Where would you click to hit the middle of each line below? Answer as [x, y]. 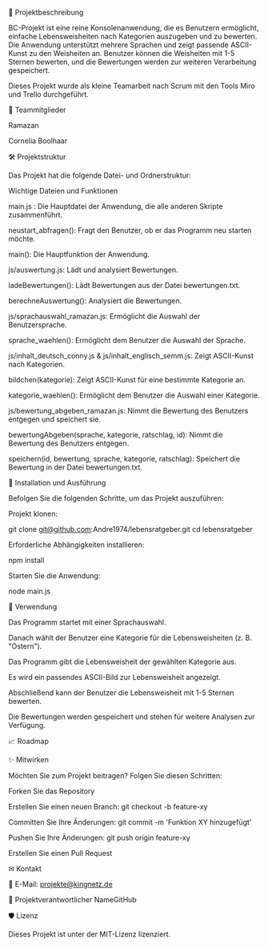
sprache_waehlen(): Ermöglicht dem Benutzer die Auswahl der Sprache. [127, 340]
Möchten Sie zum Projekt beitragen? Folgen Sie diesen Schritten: [115, 775]
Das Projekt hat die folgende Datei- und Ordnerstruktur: [100, 175]
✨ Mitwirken [29, 759]
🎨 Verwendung [33, 607]
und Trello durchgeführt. [49, 94]
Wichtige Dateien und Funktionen [63, 191]
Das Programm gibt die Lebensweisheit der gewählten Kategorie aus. [122, 661]
